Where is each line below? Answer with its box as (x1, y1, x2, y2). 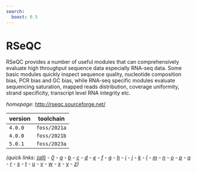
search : (6, 8, 25, 15)
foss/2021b (36, 133, 67, 139)
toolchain (38, 115, 65, 123)
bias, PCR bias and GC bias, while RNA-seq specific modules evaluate (6, 77, 175, 84)
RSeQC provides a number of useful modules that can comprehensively (6, 58, 179, 65)
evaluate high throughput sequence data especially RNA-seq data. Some (6, 65, 182, 72)
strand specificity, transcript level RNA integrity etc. (6, 89, 131, 96)
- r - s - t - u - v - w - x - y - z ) (6, 160, 79, 167)
